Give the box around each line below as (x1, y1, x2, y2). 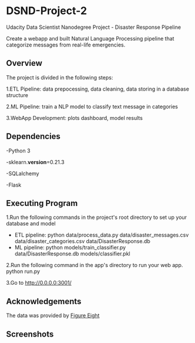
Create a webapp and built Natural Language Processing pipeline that (6, 35, 174, 42)
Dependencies (6, 131, 60, 142)
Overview (6, 58, 43, 68)
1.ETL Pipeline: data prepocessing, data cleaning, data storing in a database (6, 85, 190, 92)
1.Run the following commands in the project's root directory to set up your (6, 214, 187, 221)
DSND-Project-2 (6, 4, 87, 18)
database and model (6, 220, 56, 227)
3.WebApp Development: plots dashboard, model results (6, 114, 143, 121)
